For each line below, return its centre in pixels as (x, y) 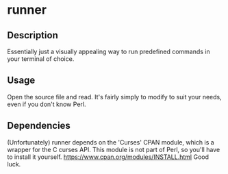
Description (33, 35)
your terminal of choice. (41, 59)
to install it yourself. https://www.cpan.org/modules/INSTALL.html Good (108, 157)
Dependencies (39, 126)
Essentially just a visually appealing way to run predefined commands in (109, 51)
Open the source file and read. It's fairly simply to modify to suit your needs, (114, 97)
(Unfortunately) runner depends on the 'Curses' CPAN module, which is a (111, 142)
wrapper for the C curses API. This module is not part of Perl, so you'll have (114, 149)
